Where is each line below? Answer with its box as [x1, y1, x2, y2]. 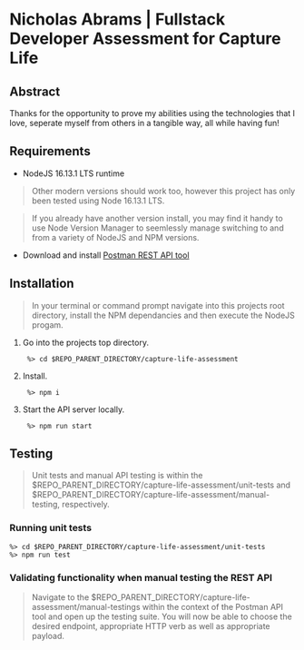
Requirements [9, 143, 91, 159]
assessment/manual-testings [31, 602, 141, 613]
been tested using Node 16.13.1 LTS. [31, 195, 165, 206]
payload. [31, 631, 65, 642]
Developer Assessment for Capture [9, 28, 281, 49]
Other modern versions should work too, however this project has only [31, 185, 296, 196]
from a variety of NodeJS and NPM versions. [31, 231, 200, 242]
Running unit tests [9, 522, 93, 535]
